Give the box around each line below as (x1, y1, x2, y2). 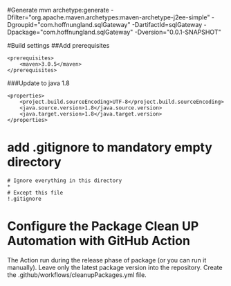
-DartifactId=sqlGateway (131, 21, 203, 28)
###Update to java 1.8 (7, 79, 71, 87)
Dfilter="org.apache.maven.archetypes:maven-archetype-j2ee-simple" (7, 13, 210, 21)
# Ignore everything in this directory (7, 177, 122, 184)
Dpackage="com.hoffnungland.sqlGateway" (7, 28, 133, 36)
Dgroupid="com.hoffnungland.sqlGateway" (7, 21, 131, 28)
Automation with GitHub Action (7, 233, 190, 249)
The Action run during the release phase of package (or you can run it (7, 256, 207, 264)
